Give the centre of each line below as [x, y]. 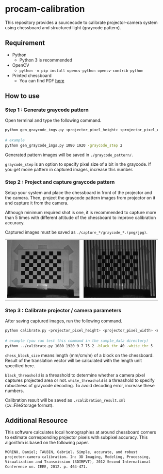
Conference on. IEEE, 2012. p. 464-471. [47, 467]
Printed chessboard [32, 75]
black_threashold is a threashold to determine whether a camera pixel [75, 375]
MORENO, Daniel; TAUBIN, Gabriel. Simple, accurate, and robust [71, 452]
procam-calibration [45, 9]
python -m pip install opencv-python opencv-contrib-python [81, 71]
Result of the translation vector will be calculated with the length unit [73, 360]
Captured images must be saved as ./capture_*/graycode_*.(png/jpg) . [76, 232]
